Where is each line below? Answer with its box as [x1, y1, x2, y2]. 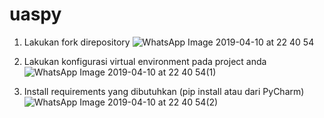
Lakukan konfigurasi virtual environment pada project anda [23, 55, 267, 67]
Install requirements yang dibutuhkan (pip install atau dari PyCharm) [23, 85, 305, 97]
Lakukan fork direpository [23, 36, 131, 48]
